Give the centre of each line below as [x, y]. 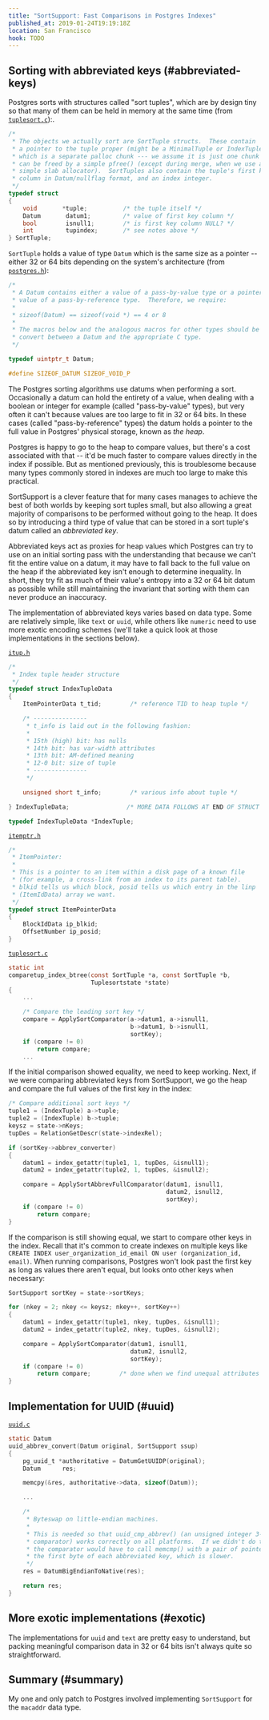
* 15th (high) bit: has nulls [76, 741]
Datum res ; [50, 1469]
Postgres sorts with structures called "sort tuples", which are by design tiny [132, 102]
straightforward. [35, 1654]
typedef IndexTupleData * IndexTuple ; [71, 822]
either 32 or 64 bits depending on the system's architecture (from [117, 262]
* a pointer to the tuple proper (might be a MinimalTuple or [118, 149]
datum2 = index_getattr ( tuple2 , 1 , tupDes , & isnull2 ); [116, 1170]
